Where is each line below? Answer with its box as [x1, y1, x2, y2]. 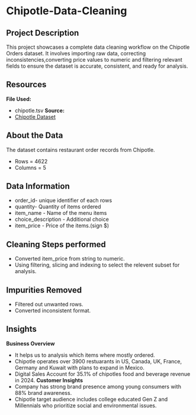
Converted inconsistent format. [14, 307, 91, 314]
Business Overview [6, 340, 55, 347]
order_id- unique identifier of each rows [14, 197, 113, 204]
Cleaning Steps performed [6, 239, 107, 249]
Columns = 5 [14, 164, 46, 171]
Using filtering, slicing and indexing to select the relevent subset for [14, 261, 180, 268]
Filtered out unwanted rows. [14, 301, 83, 308]
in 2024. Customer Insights [14, 376, 83, 384]
